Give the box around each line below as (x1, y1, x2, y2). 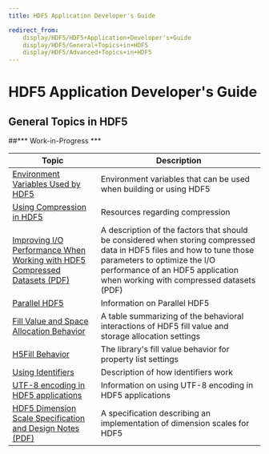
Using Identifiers (12, 367, 74, 378)
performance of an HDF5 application (100, 265, 239, 276)
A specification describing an (100, 408, 211, 419)
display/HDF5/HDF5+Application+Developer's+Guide (22, 34, 192, 42)
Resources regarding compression (100, 207, 231, 218)
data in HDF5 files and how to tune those (100, 245, 255, 256)
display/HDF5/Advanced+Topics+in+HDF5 (22, 49, 152, 57)
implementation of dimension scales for (100, 418, 250, 429)
